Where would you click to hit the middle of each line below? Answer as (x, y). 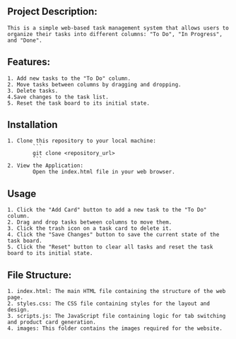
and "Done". (25, 40)
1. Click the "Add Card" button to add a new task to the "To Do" (107, 210)
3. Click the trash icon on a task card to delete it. (90, 229)
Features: (29, 62)
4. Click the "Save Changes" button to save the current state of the (113, 235)
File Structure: (40, 275)
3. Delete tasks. (33, 91)
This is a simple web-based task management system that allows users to (118, 28)
